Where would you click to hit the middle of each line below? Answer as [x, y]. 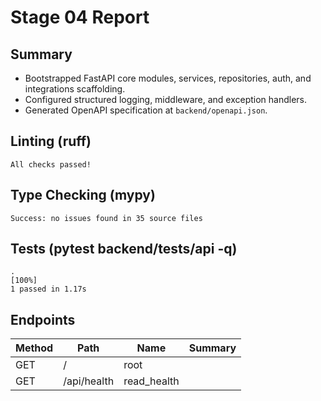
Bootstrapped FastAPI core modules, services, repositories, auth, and [168, 78]
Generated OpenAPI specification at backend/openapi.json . [146, 110]
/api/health [89, 381]
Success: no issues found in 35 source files [106, 218]
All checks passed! [51, 164]
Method [34, 348]
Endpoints [43, 319]
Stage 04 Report [80, 17]
